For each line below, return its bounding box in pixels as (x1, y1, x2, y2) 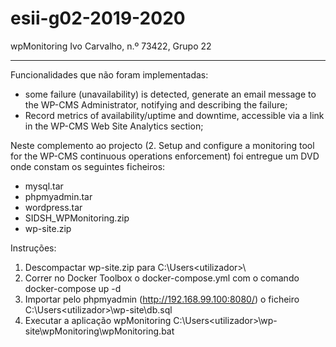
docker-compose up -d (24, 282, 122, 294)
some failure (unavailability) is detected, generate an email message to (24, 88, 317, 100)
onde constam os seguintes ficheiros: (10, 160, 166, 172)
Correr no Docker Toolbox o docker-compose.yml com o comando (24, 272, 300, 284)
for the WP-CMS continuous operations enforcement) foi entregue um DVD (10, 150, 320, 162)
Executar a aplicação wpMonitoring (24, 314, 172, 326)
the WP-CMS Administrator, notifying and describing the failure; (24, 98, 288, 111)
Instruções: (10, 242, 57, 254)
